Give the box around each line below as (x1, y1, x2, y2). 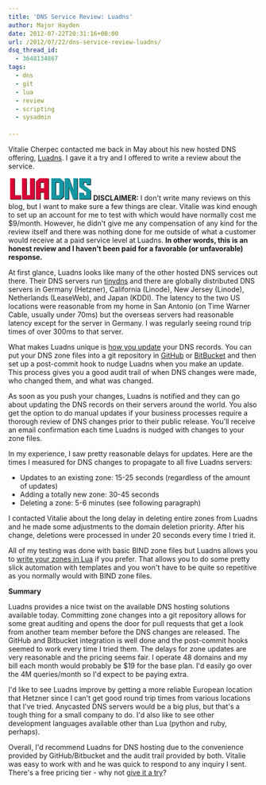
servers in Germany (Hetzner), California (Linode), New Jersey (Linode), (8, 284, 245, 294)
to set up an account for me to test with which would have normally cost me (8, 211, 256, 219)
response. (8, 253, 43, 261)
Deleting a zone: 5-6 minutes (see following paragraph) (19, 498, 201, 508)
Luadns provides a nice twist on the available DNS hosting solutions (8, 602, 230, 611)
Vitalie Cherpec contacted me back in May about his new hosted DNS (8, 145, 237, 154)
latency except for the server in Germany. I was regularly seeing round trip (8, 319, 252, 327)
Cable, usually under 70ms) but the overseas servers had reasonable (8, 310, 234, 319)
